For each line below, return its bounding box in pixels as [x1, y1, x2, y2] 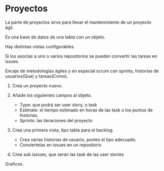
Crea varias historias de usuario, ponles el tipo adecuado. [19, 137, 137, 142]
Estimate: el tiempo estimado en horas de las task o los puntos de [19, 107, 153, 113]
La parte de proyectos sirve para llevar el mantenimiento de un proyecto [5, 19, 152, 25]
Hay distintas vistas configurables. [5, 43, 75, 49]
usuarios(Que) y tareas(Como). [5, 73, 68, 79]
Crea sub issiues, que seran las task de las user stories [12, 151, 124, 157]
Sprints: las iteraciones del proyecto [19, 117, 93, 123]
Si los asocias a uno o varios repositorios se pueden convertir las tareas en [5, 53, 158, 59]
